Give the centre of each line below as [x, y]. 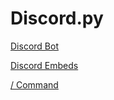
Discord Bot [34, 46]
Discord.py [57, 18]
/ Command [34, 84]
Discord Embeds [44, 65]
